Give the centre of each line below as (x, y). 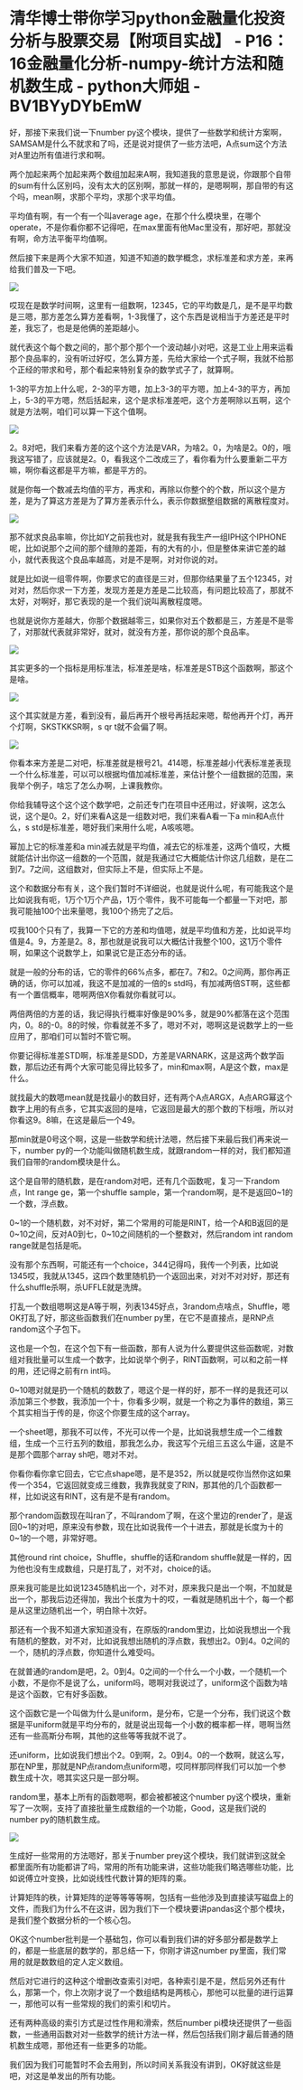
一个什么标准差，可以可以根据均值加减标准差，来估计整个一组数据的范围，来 (151, 774)
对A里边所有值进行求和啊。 (60, 155)
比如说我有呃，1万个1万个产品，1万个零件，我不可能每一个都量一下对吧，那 (149, 899)
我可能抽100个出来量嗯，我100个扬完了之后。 (94, 910)
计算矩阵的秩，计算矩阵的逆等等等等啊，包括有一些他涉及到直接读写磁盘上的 (151, 1897)
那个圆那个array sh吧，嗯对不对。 (79, 1454)
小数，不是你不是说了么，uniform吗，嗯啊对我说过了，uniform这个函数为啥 (149, 1682)
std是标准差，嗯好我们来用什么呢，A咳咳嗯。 (115, 827)
